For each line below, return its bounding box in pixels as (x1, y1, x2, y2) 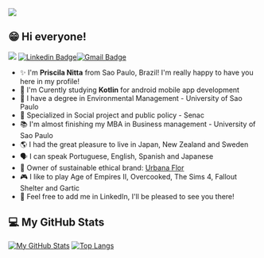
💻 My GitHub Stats (8, 216, 105, 229)
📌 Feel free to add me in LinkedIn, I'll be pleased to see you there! (19, 191, 235, 201)
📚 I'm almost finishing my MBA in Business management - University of (19, 119, 256, 129)
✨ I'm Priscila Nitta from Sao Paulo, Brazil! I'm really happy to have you (19, 67, 254, 77)
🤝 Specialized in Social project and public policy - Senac (19, 110, 205, 120)
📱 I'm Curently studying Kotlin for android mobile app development (19, 85, 240, 94)
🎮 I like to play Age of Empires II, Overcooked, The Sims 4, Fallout (19, 171, 237, 181)
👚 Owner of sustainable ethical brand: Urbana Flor (19, 163, 184, 172)
